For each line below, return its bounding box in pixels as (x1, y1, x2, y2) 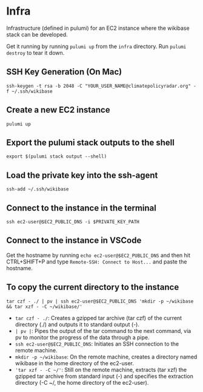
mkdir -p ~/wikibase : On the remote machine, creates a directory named (15, 353, 198, 360)
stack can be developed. (6, 30, 68, 38)
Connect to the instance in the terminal (6, 203, 156, 213)
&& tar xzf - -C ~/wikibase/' (6, 303, 83, 310)
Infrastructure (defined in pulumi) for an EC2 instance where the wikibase (6, 24, 190, 32)
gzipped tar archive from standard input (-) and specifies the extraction (15, 373, 194, 380)
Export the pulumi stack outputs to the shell (6, 137, 175, 147)
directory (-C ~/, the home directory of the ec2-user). (15, 379, 149, 386)
